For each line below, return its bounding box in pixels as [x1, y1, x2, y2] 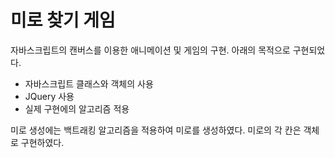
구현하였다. [20, 136, 65, 148]
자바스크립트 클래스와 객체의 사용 [24, 77, 154, 90]
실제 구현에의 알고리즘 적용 [24, 102, 130, 115]
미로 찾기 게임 [10, 9, 116, 32]
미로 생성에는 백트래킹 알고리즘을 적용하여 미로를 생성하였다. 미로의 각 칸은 [10, 124, 302, 136]
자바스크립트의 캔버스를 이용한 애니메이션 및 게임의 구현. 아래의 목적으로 [10, 44, 291, 56]
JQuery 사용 [24, 90, 75, 102]
